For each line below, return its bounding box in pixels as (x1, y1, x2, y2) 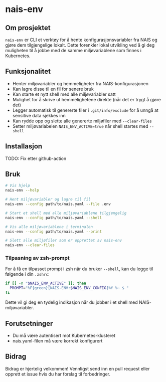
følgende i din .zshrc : (5, 271, 50, 277)
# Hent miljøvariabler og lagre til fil (5, 197, 91, 202)
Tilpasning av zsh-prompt (5, 255, 70, 262)
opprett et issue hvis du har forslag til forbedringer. (5, 371, 110, 377)
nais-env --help (5, 188, 39, 193)
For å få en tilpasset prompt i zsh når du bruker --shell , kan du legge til (5, 266, 153, 272)
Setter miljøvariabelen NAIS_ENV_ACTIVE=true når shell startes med (12, 123, 149, 129)
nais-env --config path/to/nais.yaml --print (5, 229, 102, 234)
